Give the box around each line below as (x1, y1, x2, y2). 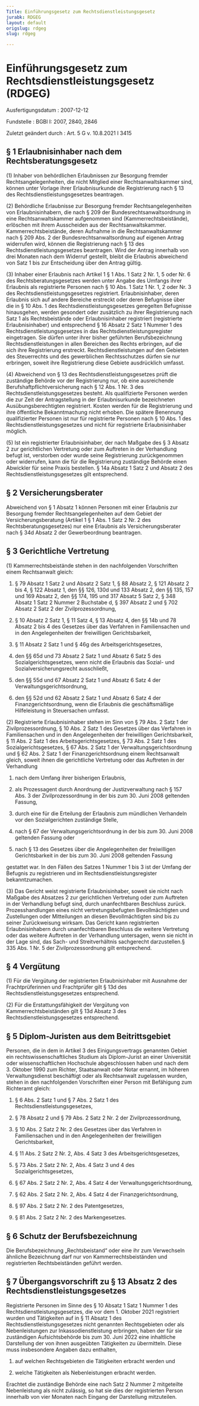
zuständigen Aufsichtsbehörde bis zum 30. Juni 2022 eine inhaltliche (6, 1333, 176, 1341)
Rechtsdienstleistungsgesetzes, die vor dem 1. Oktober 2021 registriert (6, 1308, 179, 1315)
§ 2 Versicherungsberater (6, 488, 103, 498)
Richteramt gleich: (6, 1085, 51, 1092)
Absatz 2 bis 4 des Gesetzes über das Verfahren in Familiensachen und (14, 622, 190, 630)
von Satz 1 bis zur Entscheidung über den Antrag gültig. (6, 259, 143, 266)
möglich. (6, 427, 28, 435)
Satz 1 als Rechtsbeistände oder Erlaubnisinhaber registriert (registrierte (6, 314, 182, 322)
